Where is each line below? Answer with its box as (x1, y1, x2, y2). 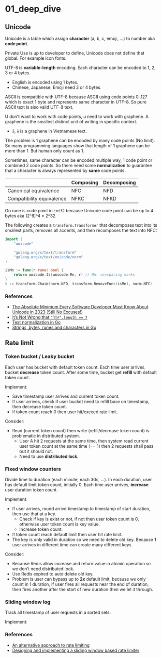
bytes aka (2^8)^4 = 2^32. (5, 213, 57, 219)
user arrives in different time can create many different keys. (12, 542, 133, 548)
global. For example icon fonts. (5, 55, 67, 61)
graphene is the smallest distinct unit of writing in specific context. (5, 119, 138, 124)
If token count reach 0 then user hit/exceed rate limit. (12, 409, 118, 415)
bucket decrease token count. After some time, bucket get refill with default (5, 369, 157, 375)
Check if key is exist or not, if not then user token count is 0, (19, 516, 139, 522)
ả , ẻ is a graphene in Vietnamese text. (12, 128, 87, 134)
